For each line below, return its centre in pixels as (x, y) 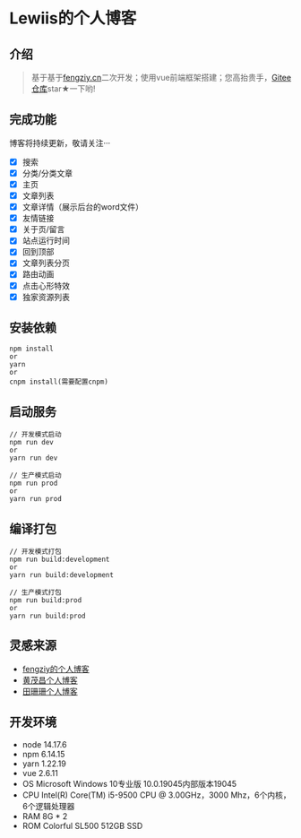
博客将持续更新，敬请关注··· (60, 143)
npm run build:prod (46, 600)
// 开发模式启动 (35, 435)
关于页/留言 (43, 229)
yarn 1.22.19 (44, 764)
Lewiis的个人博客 (73, 18)
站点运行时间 (46, 241)
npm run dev (31, 443)
